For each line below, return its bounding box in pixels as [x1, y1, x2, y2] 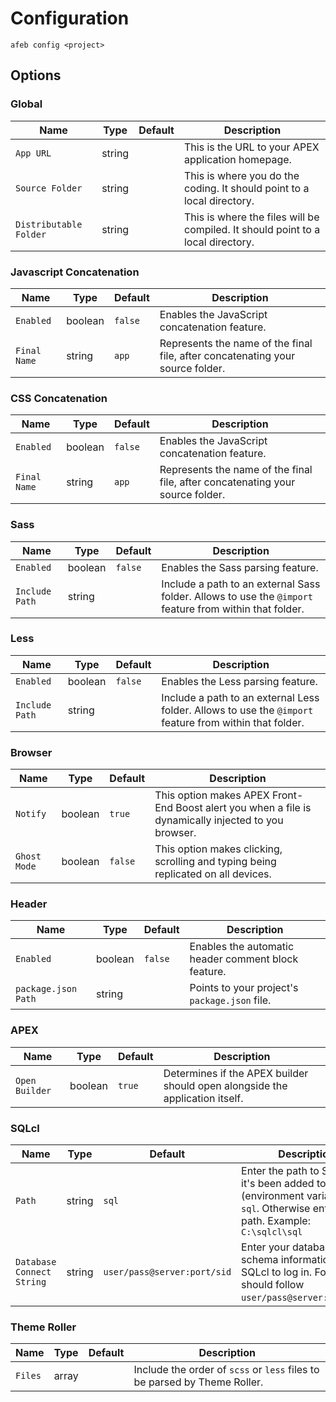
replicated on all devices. [154, 867, 272, 881]
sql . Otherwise [241, 1202, 311, 1215]
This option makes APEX [154, 788, 270, 802]
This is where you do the [183, 168, 300, 182]
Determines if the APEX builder [163, 1066, 309, 1080]
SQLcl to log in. [241, 1265, 313, 1279]
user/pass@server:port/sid [103, 1267, 232, 1277]
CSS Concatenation [10, 391, 108, 405]
